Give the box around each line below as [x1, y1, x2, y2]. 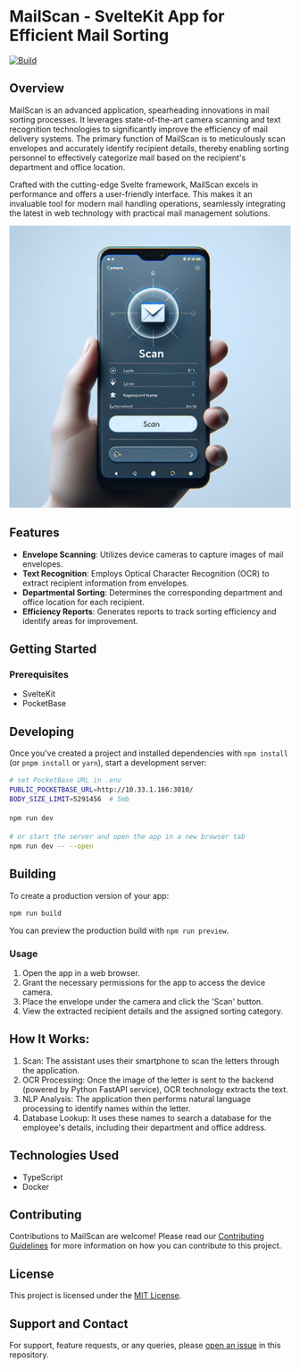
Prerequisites [9, 668, 69, 680]
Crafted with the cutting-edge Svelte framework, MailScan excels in [9, 179, 259, 190]
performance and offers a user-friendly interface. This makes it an [9, 188, 253, 199]
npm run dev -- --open [9, 842, 94, 851]
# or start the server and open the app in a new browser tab [9, 833, 246, 842]
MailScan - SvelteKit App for [9, 6, 225, 27]
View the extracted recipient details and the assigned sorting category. [21, 1005, 284, 1017]
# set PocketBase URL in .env [9, 776, 122, 785]
